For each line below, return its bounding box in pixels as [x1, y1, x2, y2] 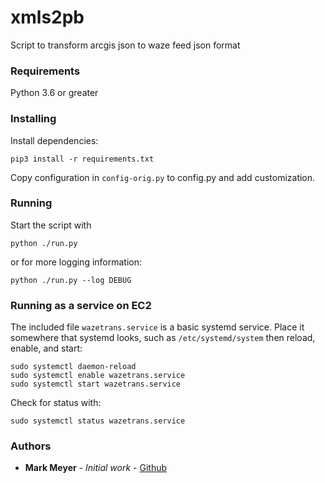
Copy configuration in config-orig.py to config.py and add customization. [10, 171, 316, 183]
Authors [10, 439, 52, 453]
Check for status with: [10, 397, 102, 409]
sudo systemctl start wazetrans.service [10, 379, 182, 390]
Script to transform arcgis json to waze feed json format [10, 39, 241, 51]
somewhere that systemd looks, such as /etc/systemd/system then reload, [10, 332, 316, 344]
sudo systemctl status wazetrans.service [10, 416, 186, 426]
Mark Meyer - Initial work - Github [24, 462, 168, 474]
